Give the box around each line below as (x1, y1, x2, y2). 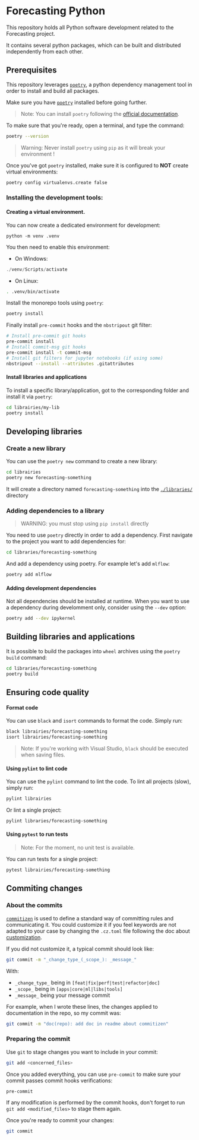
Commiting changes (6, 883, 83, 894)
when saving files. (20, 751, 65, 758)
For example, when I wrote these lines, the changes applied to (6, 1003, 159, 1010)
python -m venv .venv (6, 233, 60, 239)
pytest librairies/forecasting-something (6, 867, 110, 873)
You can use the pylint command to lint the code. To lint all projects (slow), (6, 778, 191, 785)
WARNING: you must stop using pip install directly (20, 520, 149, 527)
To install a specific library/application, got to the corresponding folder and (6, 387, 189, 394)
